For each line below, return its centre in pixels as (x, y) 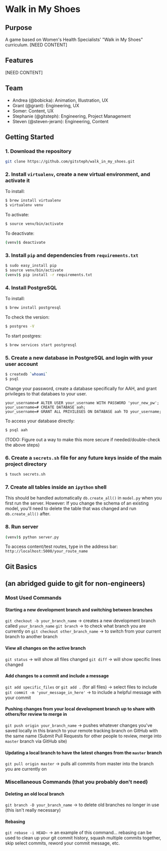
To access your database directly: (40, 421)
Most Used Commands (33, 598)
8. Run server (22, 527)
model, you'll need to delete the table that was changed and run (71, 509)
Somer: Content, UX (33, 111)
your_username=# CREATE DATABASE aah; (45, 407)
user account (22, 364)
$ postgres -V (20, 327)
